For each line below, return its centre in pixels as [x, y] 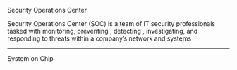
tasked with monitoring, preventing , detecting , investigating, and [103, 31]
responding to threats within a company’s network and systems [99, 38]
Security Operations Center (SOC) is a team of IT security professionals [111, 23]
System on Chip [31, 58]
